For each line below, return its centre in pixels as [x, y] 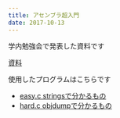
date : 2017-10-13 [36, 23]
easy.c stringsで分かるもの [63, 95]
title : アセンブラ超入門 [44, 15]
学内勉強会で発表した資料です [56, 46]
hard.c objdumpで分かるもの [65, 105]
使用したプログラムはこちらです [60, 79]
